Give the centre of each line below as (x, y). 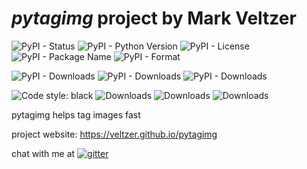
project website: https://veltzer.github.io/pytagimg (114, 134)
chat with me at (43, 153)
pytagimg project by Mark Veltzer (154, 18)
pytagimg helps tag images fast (76, 114)
